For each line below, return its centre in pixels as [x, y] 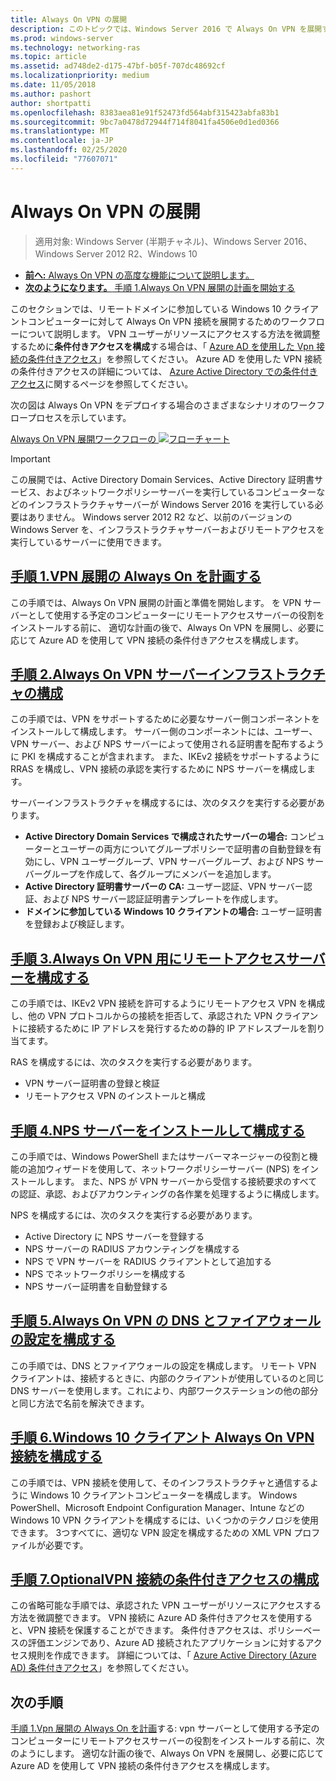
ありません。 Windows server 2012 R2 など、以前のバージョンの [160, 517]
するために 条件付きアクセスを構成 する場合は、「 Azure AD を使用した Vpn [162, 346]
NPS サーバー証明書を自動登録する [96, 1286]
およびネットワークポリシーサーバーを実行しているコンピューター [180, 492]
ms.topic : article [48, 57]
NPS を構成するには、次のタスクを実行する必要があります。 [134, 1215]
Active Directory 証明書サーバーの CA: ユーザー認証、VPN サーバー [164, 887]
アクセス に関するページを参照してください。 [102, 383]
